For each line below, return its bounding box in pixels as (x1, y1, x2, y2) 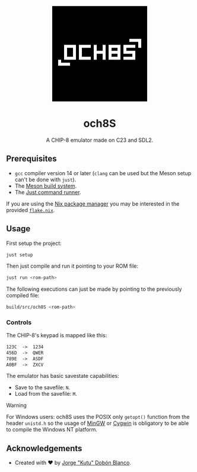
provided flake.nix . (6, 206, 55, 213)
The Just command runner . (14, 188, 81, 195)
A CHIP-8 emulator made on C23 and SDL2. (46, 136, 154, 144)
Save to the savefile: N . (14, 384, 70, 391)
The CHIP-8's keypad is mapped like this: (6, 332, 107, 339)
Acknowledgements (6, 443, 82, 454)
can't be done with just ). (14, 176, 77, 183)
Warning (6, 402, 27, 409)
